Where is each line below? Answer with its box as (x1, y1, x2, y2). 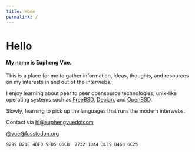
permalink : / (6, 14, 38, 20)
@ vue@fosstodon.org (6, 130, 60, 137)
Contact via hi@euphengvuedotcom (6, 119, 94, 126)
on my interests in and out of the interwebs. (6, 78, 112, 85)
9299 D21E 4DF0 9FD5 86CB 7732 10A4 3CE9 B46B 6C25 (6, 141, 138, 147)
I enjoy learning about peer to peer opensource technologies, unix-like (6, 89, 177, 97)
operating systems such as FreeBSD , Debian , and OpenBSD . (6, 96, 153, 103)
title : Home (6, 8, 35, 15)
